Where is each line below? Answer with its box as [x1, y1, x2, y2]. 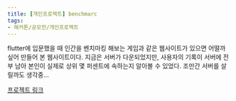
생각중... [26, 70, 50, 79]
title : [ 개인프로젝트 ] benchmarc [7, 10, 97, 18]
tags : [7, 17, 23, 24]
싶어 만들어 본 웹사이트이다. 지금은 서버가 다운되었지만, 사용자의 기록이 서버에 [7, 53, 222, 61]
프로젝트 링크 [7, 86, 44, 95]
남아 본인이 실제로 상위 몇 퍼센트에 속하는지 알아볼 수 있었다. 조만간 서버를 [14, 62, 220, 70]
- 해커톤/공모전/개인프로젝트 [7, 23, 79, 31]
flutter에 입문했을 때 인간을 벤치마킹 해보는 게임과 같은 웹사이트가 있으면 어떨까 [7, 44, 226, 53]
